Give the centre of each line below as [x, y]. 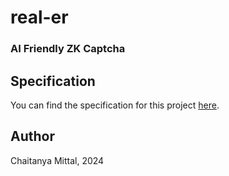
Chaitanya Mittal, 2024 [57, 160]
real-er [39, 17]
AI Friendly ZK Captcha [68, 49]
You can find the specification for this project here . [115, 105]
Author [32, 136]
